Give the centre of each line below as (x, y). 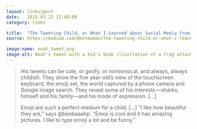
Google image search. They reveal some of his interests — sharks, (100, 90)
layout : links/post (30, 11)
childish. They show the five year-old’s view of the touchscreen (97, 77)
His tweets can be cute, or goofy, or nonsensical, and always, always (104, 71)
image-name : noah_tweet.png (40, 49)
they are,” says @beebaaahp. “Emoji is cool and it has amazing (96, 113)
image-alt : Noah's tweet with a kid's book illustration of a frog (90, 55)
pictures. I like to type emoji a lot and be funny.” (78, 120)
